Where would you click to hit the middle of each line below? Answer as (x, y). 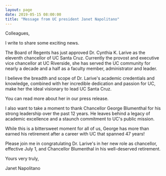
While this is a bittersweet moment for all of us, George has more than (77, 128)
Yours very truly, (22, 158)
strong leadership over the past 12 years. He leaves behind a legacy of (78, 113)
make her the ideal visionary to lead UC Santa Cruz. (58, 89)
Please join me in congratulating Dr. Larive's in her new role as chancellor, (81, 143)
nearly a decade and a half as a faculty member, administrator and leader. (81, 68)
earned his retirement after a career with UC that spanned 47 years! (75, 134)
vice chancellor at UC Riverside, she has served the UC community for (78, 63)
